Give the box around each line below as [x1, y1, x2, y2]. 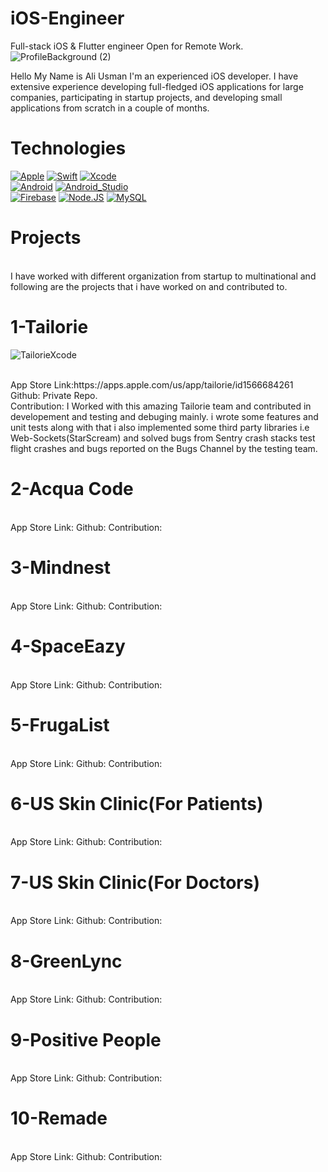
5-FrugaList [10, 713, 110, 736]
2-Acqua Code [10, 477, 134, 500]
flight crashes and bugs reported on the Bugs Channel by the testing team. [10, 442, 318, 454]
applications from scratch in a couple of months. [10, 102, 210, 114]
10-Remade [10, 1107, 108, 1130]
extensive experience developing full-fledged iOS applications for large [10, 80, 304, 92]
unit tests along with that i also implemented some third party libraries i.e [10, 421, 310, 433]
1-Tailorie [10, 316, 89, 338]
